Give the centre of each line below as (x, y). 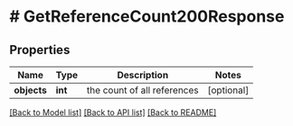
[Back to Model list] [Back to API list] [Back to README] (113, 112)
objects (30, 90)
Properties (40, 50)
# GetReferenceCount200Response (147, 17)
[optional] (228, 90)
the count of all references (142, 90)
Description (143, 75)
